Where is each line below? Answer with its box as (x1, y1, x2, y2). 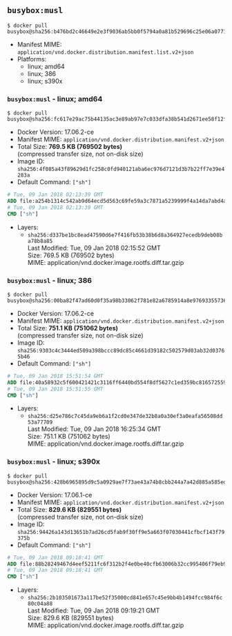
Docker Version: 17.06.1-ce (17, 490, 93, 499)
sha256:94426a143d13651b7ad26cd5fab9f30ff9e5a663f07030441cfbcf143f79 (17, 528, 225, 535)
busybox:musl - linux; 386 (7, 275, 92, 285)
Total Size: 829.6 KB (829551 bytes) (17, 505, 122, 513)
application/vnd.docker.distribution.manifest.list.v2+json (17, 48, 194, 56)
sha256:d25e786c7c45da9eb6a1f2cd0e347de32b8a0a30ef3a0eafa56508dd (27, 413, 223, 420)
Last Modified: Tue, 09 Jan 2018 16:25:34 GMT (27, 425, 162, 433)
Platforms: (17, 54, 47, 63)
